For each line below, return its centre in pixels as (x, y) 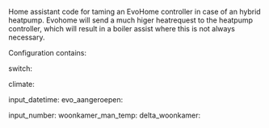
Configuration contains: (48, 53)
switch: (20, 68)
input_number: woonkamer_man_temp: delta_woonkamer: (105, 115)
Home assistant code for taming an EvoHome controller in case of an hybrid (134, 12)
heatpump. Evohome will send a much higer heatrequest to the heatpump (130, 20)
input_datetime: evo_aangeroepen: (66, 99)
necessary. (27, 37)
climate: (21, 84)
